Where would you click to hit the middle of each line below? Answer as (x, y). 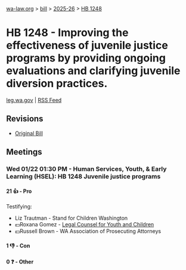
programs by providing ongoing (86, 58)
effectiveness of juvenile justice (87, 46)
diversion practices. (57, 84)
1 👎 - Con (18, 246)
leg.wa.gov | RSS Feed (34, 100)
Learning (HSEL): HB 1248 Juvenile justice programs (83, 177)
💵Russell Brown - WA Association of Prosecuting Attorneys (88, 231)
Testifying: (19, 207)
